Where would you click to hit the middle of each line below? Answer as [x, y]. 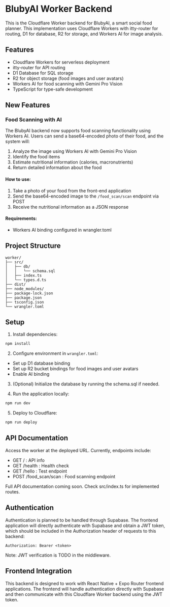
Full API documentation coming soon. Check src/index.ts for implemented [82, 486]
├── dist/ [16, 284]
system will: [18, 142]
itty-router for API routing [39, 67]
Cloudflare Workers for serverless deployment [61, 62]
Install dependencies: [35, 335]
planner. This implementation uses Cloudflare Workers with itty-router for [82, 28]
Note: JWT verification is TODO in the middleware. [58, 555]
